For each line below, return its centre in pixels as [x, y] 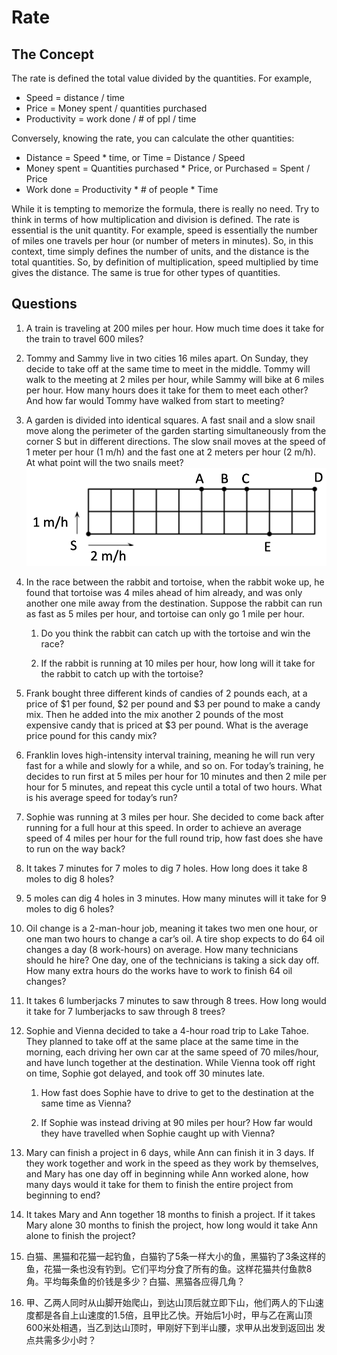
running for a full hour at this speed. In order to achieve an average [163, 828]
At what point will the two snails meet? [104, 462]
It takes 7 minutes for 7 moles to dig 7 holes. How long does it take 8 [166, 868]
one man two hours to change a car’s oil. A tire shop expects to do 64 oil [175, 939]
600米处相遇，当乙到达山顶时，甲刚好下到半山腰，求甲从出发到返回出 [170, 1328]
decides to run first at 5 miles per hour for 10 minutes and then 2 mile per [176, 777]
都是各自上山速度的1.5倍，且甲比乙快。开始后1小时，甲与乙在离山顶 [173, 1315]
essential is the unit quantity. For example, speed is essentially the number [164, 230]
